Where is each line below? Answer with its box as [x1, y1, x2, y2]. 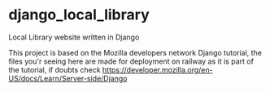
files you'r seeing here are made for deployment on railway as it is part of [8, 56, 255, 66]
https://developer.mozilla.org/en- [102, 64, 213, 74]
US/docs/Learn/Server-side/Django [8, 73, 128, 83]
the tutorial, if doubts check [8, 64, 101, 74]
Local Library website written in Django [8, 32, 140, 42]
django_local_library [8, 6, 150, 24]
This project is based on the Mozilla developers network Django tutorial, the [8, 48, 263, 57]
